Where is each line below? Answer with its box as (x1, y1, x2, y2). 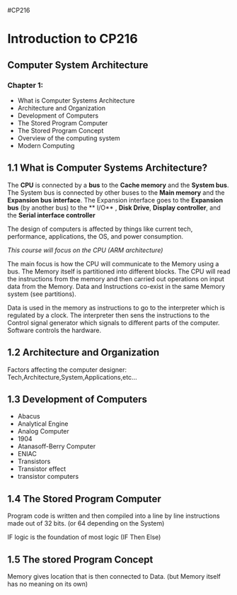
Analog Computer (17, 427, 69, 436)
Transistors (17, 457, 51, 466)
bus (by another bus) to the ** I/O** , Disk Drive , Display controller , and (7, 203, 221, 212)
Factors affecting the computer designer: (7, 365, 127, 374)
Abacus (17, 412, 40, 421)
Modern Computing (17, 141, 75, 149)
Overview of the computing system (17, 134, 120, 142)
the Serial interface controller (7, 210, 96, 219)
